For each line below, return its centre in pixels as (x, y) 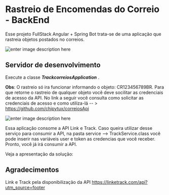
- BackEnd (27, 20)
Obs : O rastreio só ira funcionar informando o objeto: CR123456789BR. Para (85, 87)
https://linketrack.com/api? (120, 182)
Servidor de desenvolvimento (53, 65)
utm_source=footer (25, 187)
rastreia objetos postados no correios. (45, 39)
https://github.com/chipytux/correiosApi (47, 108)
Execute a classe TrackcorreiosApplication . (52, 77)
